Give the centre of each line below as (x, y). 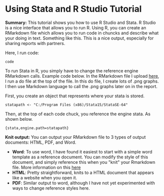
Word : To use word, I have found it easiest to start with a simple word (82, 152)
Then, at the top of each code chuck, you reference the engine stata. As (78, 114)
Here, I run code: (22, 53)
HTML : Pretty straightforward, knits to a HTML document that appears (83, 173)
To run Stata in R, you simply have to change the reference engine (72, 71)
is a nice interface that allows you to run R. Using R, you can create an (76, 27)
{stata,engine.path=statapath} (37, 128)
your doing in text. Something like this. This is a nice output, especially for (80, 38)
